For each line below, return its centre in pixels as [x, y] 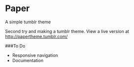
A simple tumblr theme [28, 22]
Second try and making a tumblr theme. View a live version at [67, 31]
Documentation [28, 60]
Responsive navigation [35, 55]
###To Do [15, 46]
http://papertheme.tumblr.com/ [36, 36]
